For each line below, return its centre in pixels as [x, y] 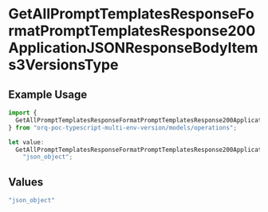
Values [26, 182]
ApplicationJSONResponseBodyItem [133, 48]
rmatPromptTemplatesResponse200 [132, 31]
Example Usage [48, 94]
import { [23, 113]
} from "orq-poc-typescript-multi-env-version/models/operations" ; [123, 128]
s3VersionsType [63, 65]
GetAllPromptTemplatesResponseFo [131, 14]
